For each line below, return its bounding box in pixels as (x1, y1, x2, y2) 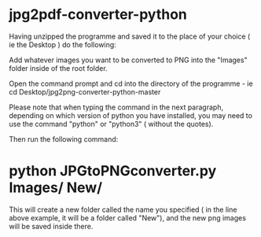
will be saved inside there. (9, 221, 94, 231)
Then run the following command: (9, 134, 119, 143)
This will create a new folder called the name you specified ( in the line (9, 205, 237, 214)
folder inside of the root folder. (9, 63, 108, 72)
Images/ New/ (9, 179, 103, 197)
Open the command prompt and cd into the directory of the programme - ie (9, 79, 254, 88)
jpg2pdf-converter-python (9, 6, 188, 24)
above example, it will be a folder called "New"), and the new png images (9, 213, 247, 222)
